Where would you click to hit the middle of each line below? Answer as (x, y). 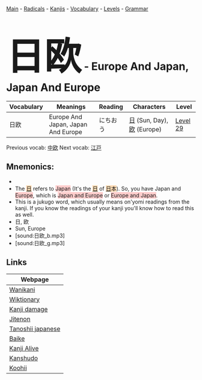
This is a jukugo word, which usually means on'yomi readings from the (102, 202)
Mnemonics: (30, 167)
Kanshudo (23, 358)
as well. (24, 214)
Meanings (71, 107)
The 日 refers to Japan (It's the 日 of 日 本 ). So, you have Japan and (98, 188)
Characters (149, 107)
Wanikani (22, 290)
